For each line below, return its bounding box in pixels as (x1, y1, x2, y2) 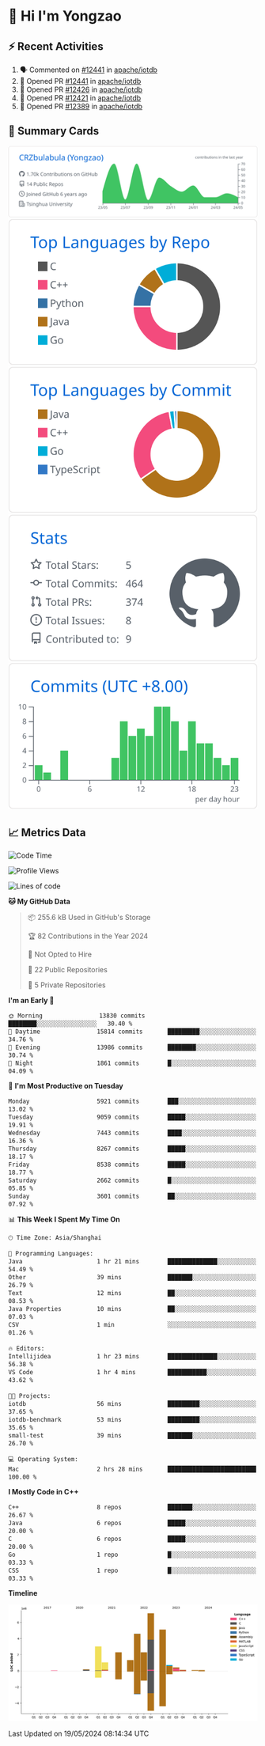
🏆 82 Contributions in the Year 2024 (27, 931, 149, 941)
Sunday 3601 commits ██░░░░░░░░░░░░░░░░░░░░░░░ (8, 1192, 257, 1201)
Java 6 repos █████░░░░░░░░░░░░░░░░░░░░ (8, 1519, 257, 1528)
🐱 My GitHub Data (8, 897, 71, 907)
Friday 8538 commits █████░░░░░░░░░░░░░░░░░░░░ (8, 1161, 257, 1169)
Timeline (8, 1589, 38, 1598)
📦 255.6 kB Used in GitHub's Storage (27, 913, 151, 922)
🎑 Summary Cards (8, 124, 100, 138)
